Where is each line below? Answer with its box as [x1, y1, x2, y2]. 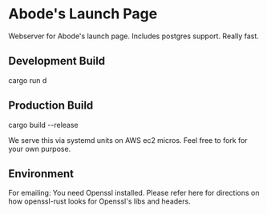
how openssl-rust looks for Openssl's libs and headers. [8, 196, 191, 206]
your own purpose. [8, 144, 71, 153]
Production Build [8, 99, 94, 113]
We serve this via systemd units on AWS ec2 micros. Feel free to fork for [8, 135, 248, 145]
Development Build [8, 54, 106, 68]
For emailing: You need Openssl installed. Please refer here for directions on [8, 188, 260, 198]
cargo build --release [8, 120, 79, 129]
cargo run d [8, 75, 47, 85]
